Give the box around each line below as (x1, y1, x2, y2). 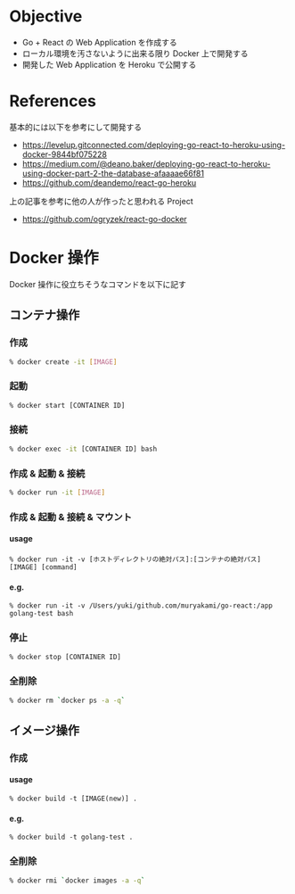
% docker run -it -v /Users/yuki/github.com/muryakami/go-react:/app (9, 601, 274, 610)
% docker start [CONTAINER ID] (9, 401, 126, 410)
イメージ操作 (9, 723, 80, 738)
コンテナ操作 (9, 308, 80, 323)
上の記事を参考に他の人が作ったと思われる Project (9, 195, 193, 206)
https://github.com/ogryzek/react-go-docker (21, 213, 187, 224)
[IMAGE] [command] (9, 563, 78, 572)
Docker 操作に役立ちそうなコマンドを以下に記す (9, 278, 187, 289)
